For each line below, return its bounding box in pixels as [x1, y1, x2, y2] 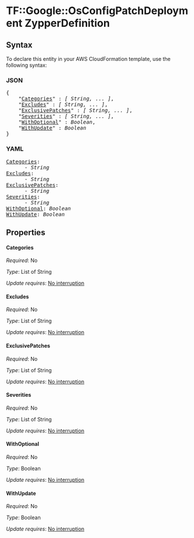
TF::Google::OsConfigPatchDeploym [6, 4, 189, 18]
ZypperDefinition [24, 16, 110, 30]
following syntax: [6, 62, 47, 69]
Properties [6, 227, 46, 237]
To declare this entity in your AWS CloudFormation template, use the [6, 56, 171, 62]
